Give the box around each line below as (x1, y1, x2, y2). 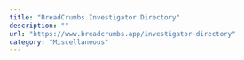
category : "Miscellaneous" (9, 37, 109, 47)
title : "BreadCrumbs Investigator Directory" (9, 12, 180, 22)
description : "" (9, 21, 69, 30)
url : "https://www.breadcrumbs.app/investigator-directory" (9, 29, 237, 38)
